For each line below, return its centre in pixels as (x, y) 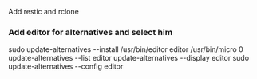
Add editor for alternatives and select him (91, 32)
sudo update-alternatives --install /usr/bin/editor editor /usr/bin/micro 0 (126, 49)
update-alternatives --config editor (66, 66)
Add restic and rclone (44, 12)
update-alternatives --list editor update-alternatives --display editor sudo (129, 58)
